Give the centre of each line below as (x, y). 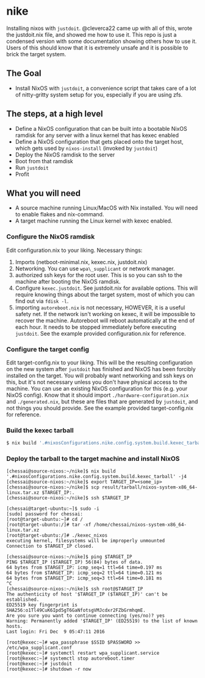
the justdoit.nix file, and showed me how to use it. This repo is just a (92, 34)
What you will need (44, 193)
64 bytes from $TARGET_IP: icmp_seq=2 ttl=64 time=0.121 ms (85, 573)
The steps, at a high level (55, 114)
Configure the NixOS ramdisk (51, 237)
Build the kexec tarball (40, 430)
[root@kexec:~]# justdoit (39, 664)
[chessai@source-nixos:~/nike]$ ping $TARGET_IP (69, 557)
